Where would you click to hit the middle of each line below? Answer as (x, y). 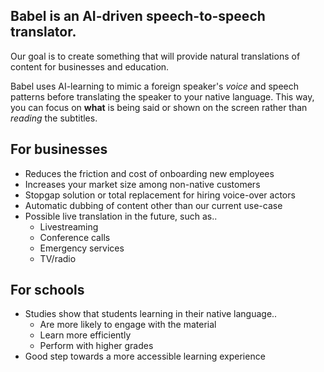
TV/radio (58, 258)
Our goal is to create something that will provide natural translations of (155, 56)
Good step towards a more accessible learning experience (145, 356)
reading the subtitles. (54, 118)
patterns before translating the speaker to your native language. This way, (162, 96)
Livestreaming (69, 226)
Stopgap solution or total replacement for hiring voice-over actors (160, 195)
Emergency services (82, 248)
